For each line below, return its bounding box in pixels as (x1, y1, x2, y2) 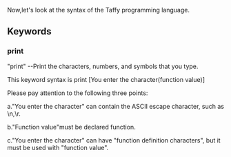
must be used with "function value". (7, 143, 109, 151)
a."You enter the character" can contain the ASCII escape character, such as (7, 102, 224, 110)
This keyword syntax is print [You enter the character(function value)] (7, 75, 205, 83)
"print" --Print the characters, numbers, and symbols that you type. (7, 62, 199, 70)
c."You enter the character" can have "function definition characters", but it (7, 136, 221, 144)
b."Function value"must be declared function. (7, 123, 136, 131)
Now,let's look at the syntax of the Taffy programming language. (7, 6, 190, 14)
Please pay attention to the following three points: (7, 89, 148, 97)
